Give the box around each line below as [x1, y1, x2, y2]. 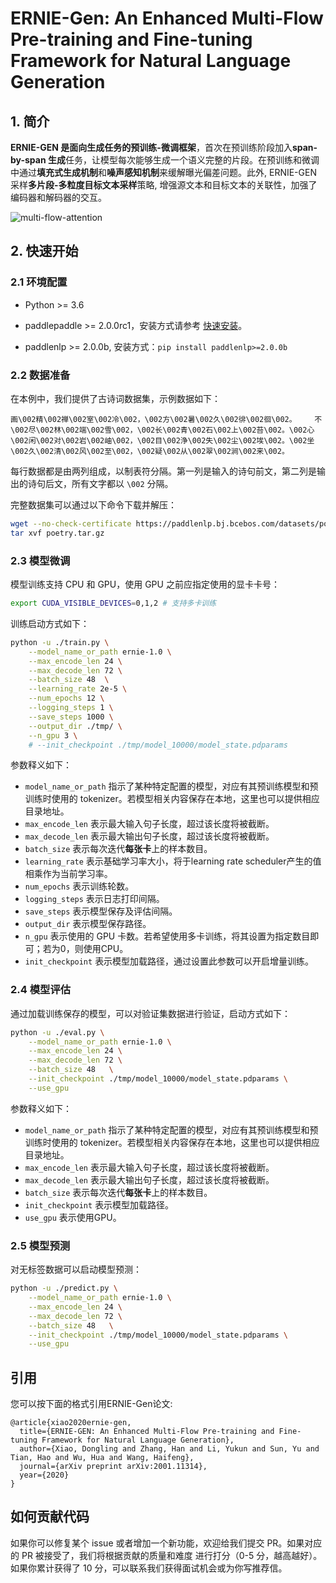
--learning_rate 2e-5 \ [28, 684, 128, 694]
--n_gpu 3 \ [28, 730, 78, 741]
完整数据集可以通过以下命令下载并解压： [10, 498, 177, 511]
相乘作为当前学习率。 [24, 868, 113, 880]
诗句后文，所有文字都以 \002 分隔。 [27, 477, 174, 489]
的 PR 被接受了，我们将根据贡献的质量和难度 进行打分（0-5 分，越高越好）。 [10, 1549, 323, 1561]
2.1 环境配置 [10, 275, 68, 289]
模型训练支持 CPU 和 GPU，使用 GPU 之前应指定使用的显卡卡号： [10, 578, 280, 591]
